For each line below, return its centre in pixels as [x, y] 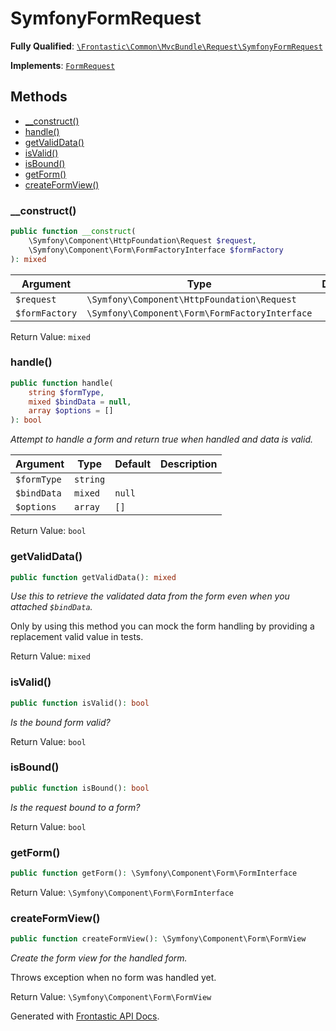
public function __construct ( [73, 232]
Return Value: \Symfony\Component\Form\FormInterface [122, 892]
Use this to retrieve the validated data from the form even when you [150, 596]
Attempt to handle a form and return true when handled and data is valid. [162, 439]
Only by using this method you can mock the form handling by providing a [162, 626]
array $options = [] [71, 411]
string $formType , [66, 392]
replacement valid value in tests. [77, 637]
